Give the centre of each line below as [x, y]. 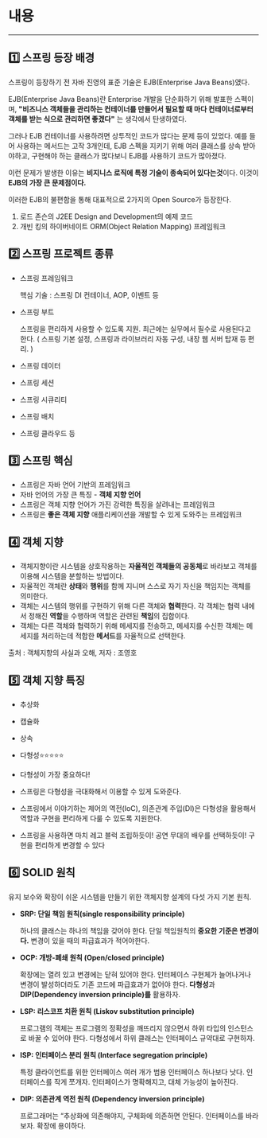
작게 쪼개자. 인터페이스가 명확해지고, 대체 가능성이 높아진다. [146, 1081]
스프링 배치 [37, 416]
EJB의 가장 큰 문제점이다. [47, 182]
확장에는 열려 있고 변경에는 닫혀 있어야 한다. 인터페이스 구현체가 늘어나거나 [135, 974]
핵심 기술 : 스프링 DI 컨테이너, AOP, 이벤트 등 [89, 294]
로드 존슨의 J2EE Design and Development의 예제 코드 [106, 216]
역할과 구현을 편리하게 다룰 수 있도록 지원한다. [91, 818]
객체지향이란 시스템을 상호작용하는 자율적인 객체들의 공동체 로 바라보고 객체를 [138, 567]
